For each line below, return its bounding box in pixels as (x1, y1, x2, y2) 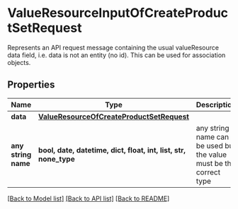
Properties (7, 79, 55, 91)
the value (195, 150, 227, 160)
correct (195, 167, 221, 177)
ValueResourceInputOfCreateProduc (7, 5, 229, 21)
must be (195, 158, 223, 168)
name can (195, 132, 229, 142)
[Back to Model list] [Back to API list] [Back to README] (7, 194, 170, 203)
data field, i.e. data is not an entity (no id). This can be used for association (7, 51, 226, 59)
